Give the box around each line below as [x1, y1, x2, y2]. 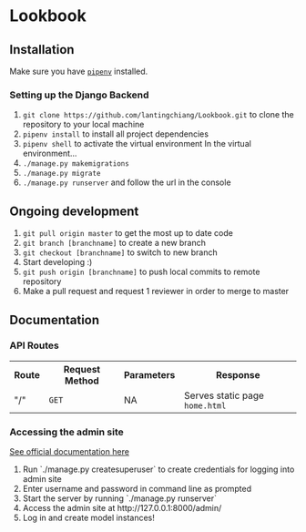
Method [65, 374, 100, 387]
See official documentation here [9, 446, 130, 457]
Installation [9, 42, 75, 57]
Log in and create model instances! [22, 512, 155, 524]
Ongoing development [9, 203, 139, 219]
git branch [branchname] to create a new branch [22, 238, 207, 249]
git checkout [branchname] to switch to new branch [22, 247, 218, 258]
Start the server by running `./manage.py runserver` [22, 493, 217, 504]
